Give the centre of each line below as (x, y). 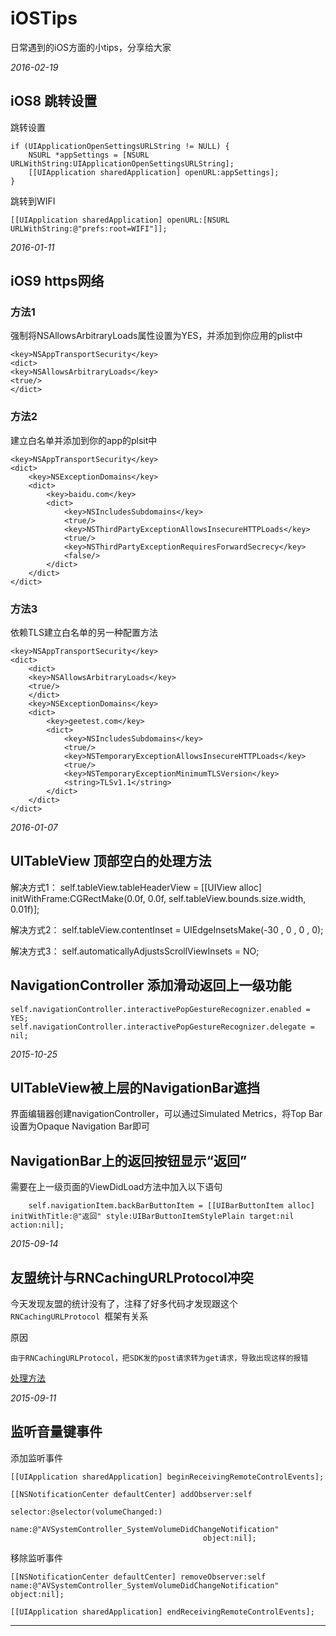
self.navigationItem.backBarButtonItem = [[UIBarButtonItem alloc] (171, 1206)
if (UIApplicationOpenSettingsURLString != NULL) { (120, 146)
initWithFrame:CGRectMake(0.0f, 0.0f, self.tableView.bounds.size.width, (158, 898)
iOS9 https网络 (57, 281)
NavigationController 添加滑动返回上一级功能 (151, 985)
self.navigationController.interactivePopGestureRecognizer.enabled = (160, 1009)
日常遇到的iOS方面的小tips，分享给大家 (91, 47)
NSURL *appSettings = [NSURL (89, 155)
